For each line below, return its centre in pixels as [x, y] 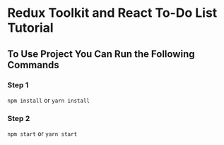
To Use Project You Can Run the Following [101, 54]
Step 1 [18, 84]
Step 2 [19, 118]
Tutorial [31, 28]
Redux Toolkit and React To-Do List [112, 13]
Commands [34, 65]
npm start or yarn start [42, 134]
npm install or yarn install [49, 100]
